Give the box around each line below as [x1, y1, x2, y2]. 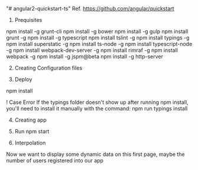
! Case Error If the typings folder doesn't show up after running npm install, [6, 99, 189, 106]
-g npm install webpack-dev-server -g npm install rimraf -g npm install [6, 47, 178, 54]
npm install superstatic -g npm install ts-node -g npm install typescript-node [6, 41, 193, 47]
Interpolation [14, 139, 46, 146]
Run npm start [14, 128, 50, 135]
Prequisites [14, 17, 43, 23]
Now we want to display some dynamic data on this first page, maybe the [6, 151, 185, 158]
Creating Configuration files [14, 64, 83, 71]
